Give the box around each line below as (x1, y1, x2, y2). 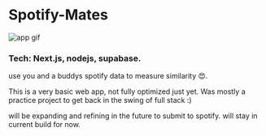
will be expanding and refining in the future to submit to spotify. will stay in (8, 111, 258, 121)
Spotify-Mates (8, 6, 108, 24)
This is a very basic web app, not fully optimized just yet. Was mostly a (8, 87, 246, 96)
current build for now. (8, 120, 81, 130)
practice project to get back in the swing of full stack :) (8, 96, 193, 105)
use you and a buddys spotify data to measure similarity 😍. (8, 71, 208, 81)
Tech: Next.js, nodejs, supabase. (8, 53, 142, 64)
